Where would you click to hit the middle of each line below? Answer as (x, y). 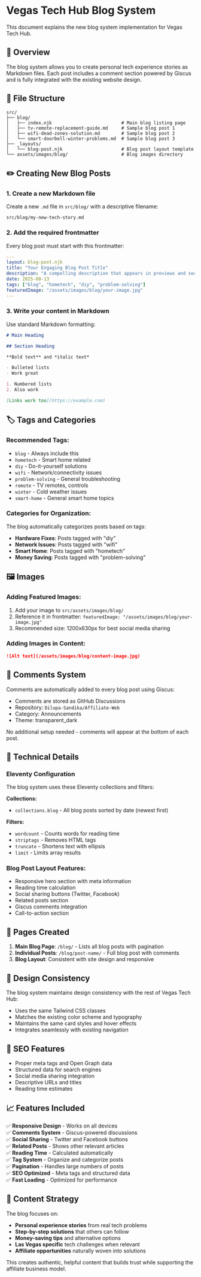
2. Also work (22, 390)
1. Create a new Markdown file (51, 193)
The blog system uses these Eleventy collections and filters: (80, 787)
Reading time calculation (45, 888)
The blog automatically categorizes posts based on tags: (76, 527)
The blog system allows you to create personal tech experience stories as (97, 67)
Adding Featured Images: (44, 597)
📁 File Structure (36, 99)
